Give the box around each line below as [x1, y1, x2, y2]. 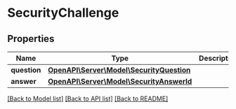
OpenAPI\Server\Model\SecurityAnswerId [48, 77, 192, 86]
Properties [7, 33, 55, 45]
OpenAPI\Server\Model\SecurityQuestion [48, 65, 191, 75]
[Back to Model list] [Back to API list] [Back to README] [7, 94, 169, 103]
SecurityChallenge [7, 5, 119, 21]
